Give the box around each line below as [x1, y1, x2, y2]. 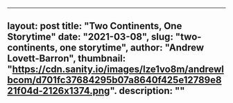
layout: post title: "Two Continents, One [7, 20, 182, 32]
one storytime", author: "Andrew [59, 42, 205, 54]
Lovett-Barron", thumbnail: [7, 53, 126, 64]
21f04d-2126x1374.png [7, 85, 110, 97]
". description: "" [110, 85, 185, 97]
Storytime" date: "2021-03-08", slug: [7, 31, 173, 43]
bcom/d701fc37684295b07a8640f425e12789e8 [7, 74, 222, 86]
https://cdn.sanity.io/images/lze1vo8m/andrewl [12, 64, 224, 75]
